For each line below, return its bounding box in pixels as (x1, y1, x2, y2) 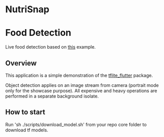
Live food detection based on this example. (5, 44, 96, 50)
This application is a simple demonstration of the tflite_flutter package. (5, 72, 153, 78)
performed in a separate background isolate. (5, 93, 99, 99)
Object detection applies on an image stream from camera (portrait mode (5, 82, 159, 88)
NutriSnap (5, 4, 49, 15)
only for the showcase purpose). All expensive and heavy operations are (5, 87, 157, 94)
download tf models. (5, 127, 48, 133)
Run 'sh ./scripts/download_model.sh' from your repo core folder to (5, 121, 147, 127)
